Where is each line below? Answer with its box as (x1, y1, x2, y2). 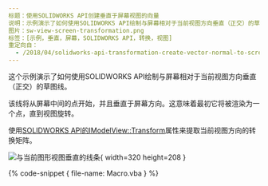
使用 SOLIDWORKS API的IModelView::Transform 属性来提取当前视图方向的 (8, 125, 250, 135)
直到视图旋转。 (29, 109, 78, 118)
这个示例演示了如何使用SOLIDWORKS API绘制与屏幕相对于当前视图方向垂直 (8, 72, 257, 81)
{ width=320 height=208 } (100, 152, 187, 162)
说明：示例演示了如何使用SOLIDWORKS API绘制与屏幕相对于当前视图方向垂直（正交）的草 (8, 19, 261, 27)
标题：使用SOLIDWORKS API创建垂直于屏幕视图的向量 (8, 11, 160, 20)
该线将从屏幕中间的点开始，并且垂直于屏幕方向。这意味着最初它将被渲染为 (8, 99, 253, 108)
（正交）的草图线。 (8, 81, 72, 91)
